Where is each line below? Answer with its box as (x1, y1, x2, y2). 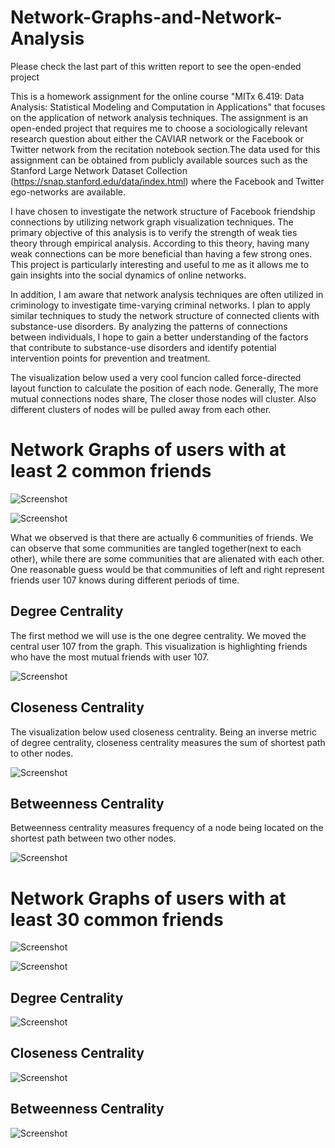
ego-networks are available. (10, 186, 127, 198)
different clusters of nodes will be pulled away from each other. (10, 403, 272, 415)
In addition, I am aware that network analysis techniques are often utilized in (10, 288, 324, 300)
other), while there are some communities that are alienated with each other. (10, 552, 325, 565)
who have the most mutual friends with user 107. (10, 651, 210, 663)
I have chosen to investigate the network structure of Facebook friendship (10, 205, 316, 217)
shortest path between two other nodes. (10, 832, 177, 845)
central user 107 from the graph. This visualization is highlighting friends (10, 640, 308, 652)
